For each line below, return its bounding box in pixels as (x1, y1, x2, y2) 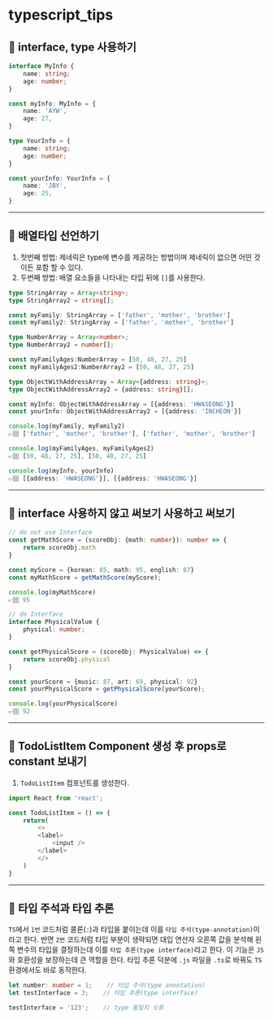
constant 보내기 (8, 755, 87, 769)
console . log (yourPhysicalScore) (8, 700, 118, 708)
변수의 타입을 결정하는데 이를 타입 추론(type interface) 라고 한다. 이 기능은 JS (16, 945, 264, 955)
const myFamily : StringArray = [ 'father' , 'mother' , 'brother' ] (8, 311, 231, 319)
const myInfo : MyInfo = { (8, 99, 96, 107)
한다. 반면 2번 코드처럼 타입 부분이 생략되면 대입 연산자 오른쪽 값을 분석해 (23, 935, 253, 944)
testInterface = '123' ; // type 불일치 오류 (8, 1004, 164, 1012)
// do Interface (8, 610, 63, 619)
